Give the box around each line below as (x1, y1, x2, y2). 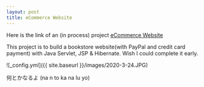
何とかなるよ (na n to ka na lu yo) (6, 74, 90, 81)
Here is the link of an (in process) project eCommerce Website (6, 31, 164, 38)
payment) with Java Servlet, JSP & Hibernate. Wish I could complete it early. (6, 49, 199, 57)
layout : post (6, 9, 40, 15)
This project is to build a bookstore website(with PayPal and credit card (6, 43, 186, 50)
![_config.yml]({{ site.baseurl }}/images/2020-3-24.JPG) (6, 61, 148, 69)
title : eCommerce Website (6, 15, 72, 21)
